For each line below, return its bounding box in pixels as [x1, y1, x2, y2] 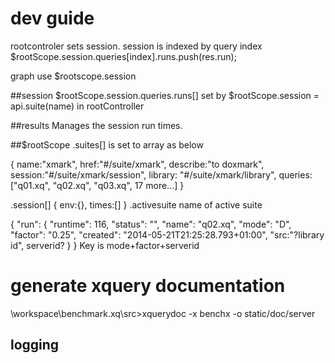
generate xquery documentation [10, 275, 286, 297]
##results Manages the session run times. [10, 119, 183, 131]
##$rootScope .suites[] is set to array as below [10, 138, 204, 151]
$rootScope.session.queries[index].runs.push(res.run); [10, 50, 237, 62]
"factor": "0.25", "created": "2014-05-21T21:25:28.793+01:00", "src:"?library [10, 228, 325, 241]
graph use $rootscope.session [10, 70, 137, 82]
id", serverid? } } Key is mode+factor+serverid [10, 239, 200, 251]
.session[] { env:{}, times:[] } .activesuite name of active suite [10, 198, 263, 211]
